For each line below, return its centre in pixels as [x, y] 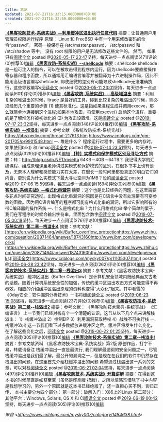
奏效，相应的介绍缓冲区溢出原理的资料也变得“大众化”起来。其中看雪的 [75, 289]
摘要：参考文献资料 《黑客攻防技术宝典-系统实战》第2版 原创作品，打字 [76, 344]
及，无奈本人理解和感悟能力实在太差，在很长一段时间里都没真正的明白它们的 [81, 172]
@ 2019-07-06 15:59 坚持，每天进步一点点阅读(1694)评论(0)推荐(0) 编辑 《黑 [80, 184]
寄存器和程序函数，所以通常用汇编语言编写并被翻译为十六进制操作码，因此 [79, 75]
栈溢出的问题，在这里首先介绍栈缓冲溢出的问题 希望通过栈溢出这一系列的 [78, 362]
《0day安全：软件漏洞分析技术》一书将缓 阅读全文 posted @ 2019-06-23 [77, 295]
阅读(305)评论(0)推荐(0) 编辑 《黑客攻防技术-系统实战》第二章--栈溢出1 [84, 337]
